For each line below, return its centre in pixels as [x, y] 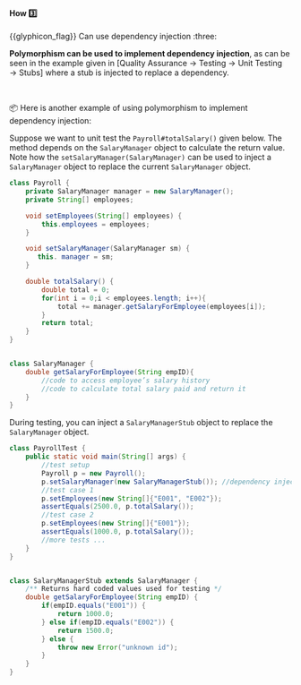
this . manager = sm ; [76, 257]
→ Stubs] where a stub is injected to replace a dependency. [120, 73]
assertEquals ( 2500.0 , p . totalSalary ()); [118, 507]
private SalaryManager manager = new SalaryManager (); [130, 192]
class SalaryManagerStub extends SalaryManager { [104, 581]
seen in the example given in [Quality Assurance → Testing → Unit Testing [146, 64]
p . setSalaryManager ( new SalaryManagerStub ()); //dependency [156, 482]
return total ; [68, 323]
